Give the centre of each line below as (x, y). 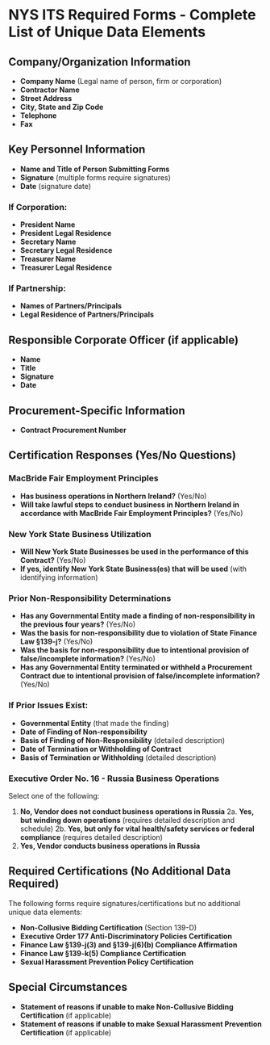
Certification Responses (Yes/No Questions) (122, 455)
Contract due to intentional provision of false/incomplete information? (140, 676)
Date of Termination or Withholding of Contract (101, 749)
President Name (48, 225)
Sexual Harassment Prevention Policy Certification (107, 962)
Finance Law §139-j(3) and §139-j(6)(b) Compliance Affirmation (129, 944)
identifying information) (59, 577)
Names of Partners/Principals (71, 306)
